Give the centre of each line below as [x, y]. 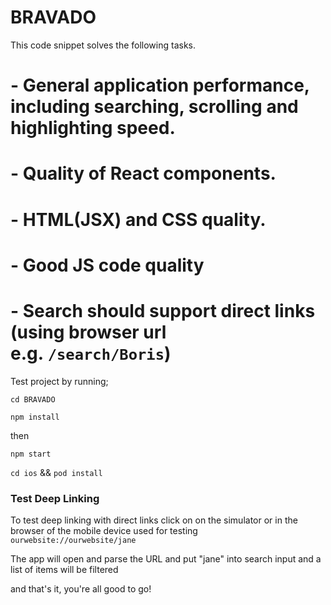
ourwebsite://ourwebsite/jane [73, 540]
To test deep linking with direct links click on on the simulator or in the [154, 520]
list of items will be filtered [64, 569]
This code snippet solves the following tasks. [103, 45]
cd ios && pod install [56, 472]
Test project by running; [59, 381]
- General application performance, [160, 85]
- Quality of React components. [143, 173]
